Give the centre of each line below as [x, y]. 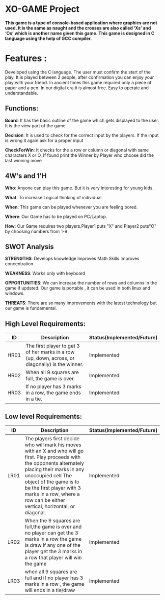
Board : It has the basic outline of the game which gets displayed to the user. [82, 120]
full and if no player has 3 [54, 578]
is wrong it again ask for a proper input [44, 140]
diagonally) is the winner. [55, 364]
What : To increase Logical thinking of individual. [54, 197]
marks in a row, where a [52, 494]
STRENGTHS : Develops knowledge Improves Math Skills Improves [72, 259]
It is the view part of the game [35, 125]
